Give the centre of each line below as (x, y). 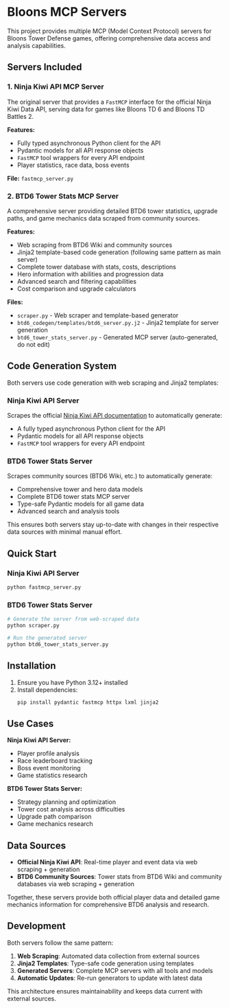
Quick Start (32, 553)
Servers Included (45, 67)
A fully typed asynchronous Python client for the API (91, 429)
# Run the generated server (47, 638)
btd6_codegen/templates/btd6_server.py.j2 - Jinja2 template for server (118, 322)
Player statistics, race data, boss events (73, 165)
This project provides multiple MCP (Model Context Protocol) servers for (109, 31)
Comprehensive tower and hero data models (80, 489)
